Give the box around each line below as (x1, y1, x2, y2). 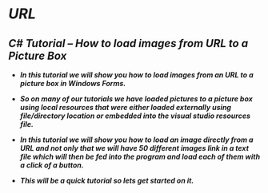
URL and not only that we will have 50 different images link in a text (19, 144, 250, 152)
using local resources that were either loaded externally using (19, 103, 232, 112)
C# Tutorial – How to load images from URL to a (8, 37, 249, 50)
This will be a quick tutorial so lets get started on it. (19, 176, 194, 185)
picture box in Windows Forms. (19, 79, 126, 88)
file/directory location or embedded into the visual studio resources (19, 111, 250, 120)
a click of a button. (19, 160, 84, 170)
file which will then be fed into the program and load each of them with (19, 152, 261, 161)
